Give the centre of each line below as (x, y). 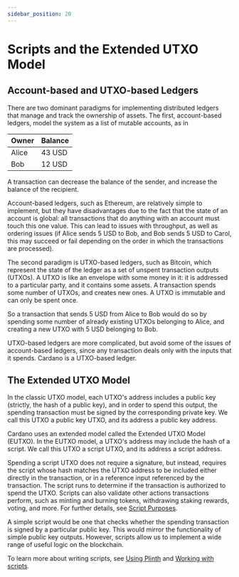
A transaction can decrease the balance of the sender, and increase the (112, 182)
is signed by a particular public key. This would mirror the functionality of (115, 530)
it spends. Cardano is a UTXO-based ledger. (72, 358)
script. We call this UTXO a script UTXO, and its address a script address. (115, 449)
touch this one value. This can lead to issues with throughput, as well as (113, 226)
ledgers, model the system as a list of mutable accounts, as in (98, 123)
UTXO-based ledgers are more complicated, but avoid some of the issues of (119, 343)
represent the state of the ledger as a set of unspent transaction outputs (113, 270)
